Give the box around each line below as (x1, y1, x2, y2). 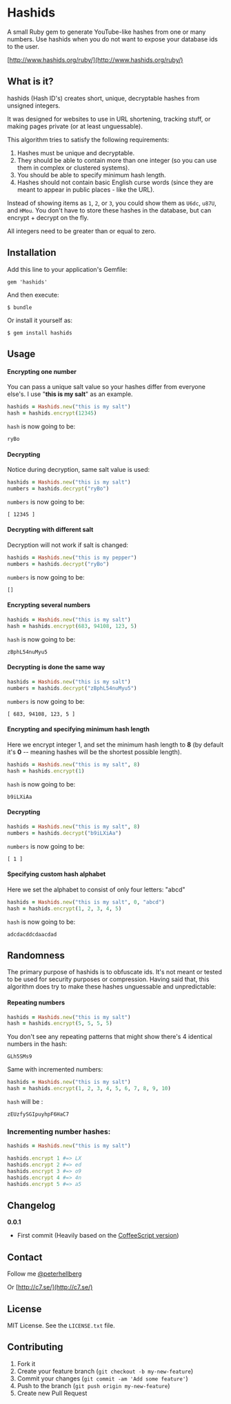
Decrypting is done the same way (7, 663, 106, 671)
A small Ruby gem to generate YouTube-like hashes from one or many (7, 28, 206, 36)
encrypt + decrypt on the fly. (7, 213, 89, 221)
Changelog (7, 1200, 56, 1212)
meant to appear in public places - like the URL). (17, 185, 155, 194)
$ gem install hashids (7, 329, 72, 336)
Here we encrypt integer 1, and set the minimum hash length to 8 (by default (7, 740, 224, 749)
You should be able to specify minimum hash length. (17, 170, 167, 179)
